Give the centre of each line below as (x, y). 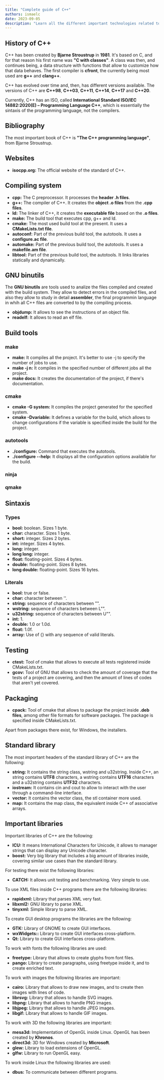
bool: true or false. (31, 593)
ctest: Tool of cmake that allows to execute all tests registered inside (81, 662)
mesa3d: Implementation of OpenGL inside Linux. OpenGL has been (81, 1032)
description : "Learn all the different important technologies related (79, 23)
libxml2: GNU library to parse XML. (48, 904)
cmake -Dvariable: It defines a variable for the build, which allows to (81, 417)
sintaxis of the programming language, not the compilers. (63, 110)
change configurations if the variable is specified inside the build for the (84, 423)
